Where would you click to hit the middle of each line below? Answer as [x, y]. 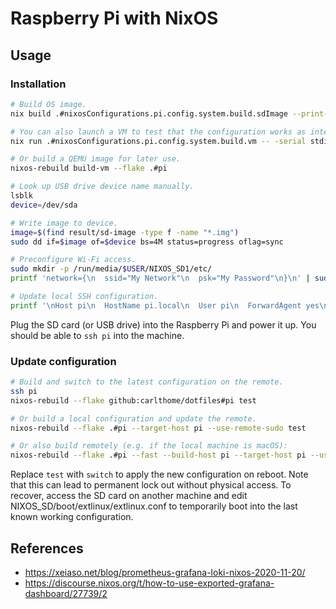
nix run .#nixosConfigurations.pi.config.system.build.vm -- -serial [158, 141]
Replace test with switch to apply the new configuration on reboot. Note [159, 474]
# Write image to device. [64, 223]
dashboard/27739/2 [66, 593]
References [47, 548]
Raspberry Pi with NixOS [114, 18]
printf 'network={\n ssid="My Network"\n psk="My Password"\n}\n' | [160, 278]
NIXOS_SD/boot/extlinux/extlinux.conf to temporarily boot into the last [154, 506]
